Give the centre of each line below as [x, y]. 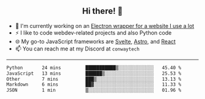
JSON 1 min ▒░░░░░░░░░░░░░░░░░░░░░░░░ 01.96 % [94, 90]
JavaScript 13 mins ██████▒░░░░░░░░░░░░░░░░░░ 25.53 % [94, 73]
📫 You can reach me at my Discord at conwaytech [77, 49]
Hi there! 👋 [103, 11]
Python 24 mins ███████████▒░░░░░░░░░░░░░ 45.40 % [94, 67]
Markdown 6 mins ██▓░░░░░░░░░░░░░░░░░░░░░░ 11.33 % [94, 85]
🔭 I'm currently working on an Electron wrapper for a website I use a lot [105, 26]
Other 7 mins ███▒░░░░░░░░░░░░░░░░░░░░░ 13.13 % [94, 79]
